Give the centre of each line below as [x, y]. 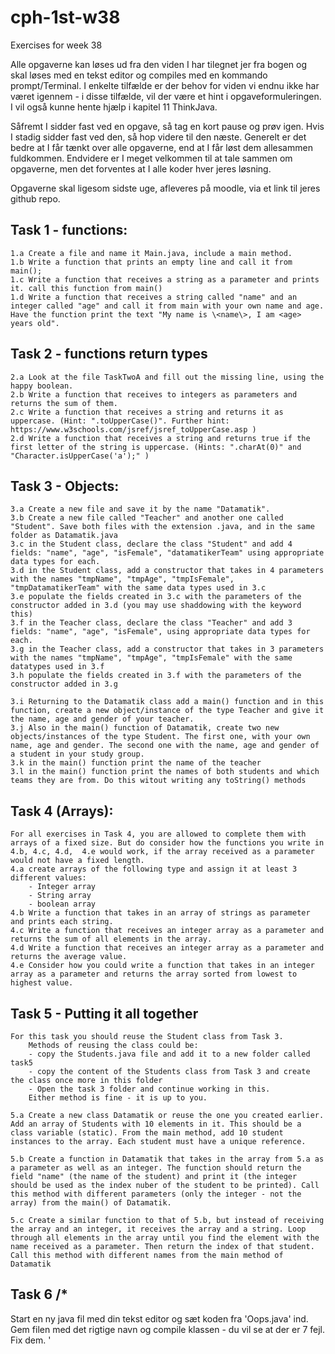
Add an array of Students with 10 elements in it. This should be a [156, 1124]
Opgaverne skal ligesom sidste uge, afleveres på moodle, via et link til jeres [165, 188]
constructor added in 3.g [64, 684]
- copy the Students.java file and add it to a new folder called [169, 1054]
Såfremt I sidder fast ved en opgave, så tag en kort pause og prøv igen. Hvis [167, 126]
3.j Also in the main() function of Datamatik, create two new [145, 728]
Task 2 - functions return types [109, 354]
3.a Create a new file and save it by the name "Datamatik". [140, 509]
